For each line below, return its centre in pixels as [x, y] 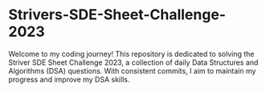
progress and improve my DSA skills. [69, 79]
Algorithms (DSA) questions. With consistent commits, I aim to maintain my [132, 70]
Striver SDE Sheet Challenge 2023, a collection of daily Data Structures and [133, 62]
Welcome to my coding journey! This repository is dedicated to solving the [131, 54]
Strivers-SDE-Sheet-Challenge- [117, 15]
